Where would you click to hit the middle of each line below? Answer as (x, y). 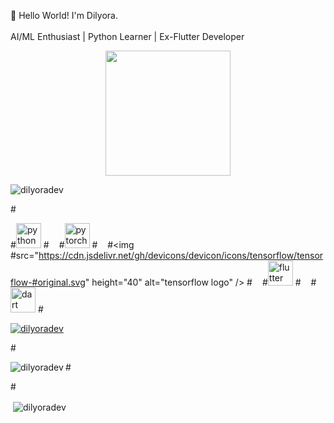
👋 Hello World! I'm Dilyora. (64, 15)
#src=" (25, 255)
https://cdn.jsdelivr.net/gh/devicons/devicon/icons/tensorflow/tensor (181, 255)
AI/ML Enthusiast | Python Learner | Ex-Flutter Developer (127, 36)
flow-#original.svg (48, 282)
